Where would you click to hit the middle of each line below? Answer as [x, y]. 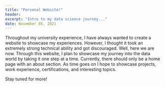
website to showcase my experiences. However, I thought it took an [74, 43]
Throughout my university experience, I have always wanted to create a [78, 38]
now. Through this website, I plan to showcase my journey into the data [78, 54]
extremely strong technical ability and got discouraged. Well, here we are [80, 48]
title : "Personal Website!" [34, 10]
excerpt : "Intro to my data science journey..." [56, 19]
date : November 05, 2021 [31, 24]
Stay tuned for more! [26, 79]
